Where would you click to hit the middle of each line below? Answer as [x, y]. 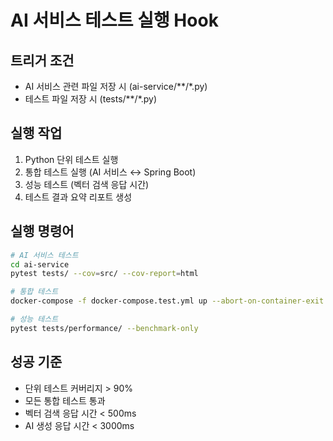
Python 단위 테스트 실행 [71, 159]
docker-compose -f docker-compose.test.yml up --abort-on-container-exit [167, 301]
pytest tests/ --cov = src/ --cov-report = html [104, 274]
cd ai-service [40, 264]
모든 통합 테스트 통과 [65, 400]
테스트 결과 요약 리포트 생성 [78, 197]
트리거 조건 [42, 60]
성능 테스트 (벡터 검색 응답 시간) [87, 184]
